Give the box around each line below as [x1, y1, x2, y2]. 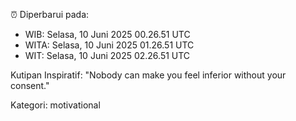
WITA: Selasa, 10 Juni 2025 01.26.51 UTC [24, 39, 195, 51]
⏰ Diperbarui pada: [10, 9, 90, 20]
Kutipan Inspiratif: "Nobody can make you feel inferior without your [10, 69, 287, 81]
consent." [10, 80, 50, 91]
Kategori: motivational [10, 99, 101, 111]
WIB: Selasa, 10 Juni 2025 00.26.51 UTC [24, 29, 191, 40]
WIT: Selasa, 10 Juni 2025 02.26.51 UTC [24, 50, 191, 61]
